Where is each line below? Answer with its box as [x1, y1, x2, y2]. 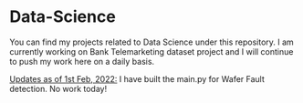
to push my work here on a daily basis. [9, 56, 155, 67]
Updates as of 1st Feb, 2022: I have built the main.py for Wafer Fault [9, 73, 265, 84]
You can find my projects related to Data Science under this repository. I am [9, 36, 294, 47]
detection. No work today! [9, 83, 108, 94]
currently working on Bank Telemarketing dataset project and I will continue [9, 46, 294, 57]
